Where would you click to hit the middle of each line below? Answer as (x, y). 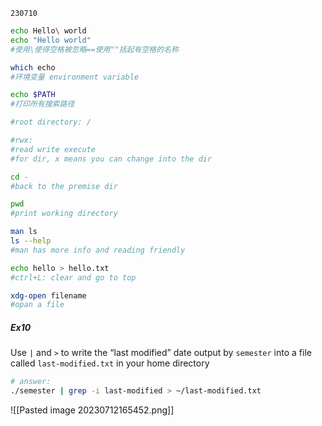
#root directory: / (51, 122)
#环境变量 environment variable (75, 77)
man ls (24, 232)
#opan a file (37, 305)
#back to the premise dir (64, 186)
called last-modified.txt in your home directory (110, 363)
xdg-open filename (48, 295)
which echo (33, 67)
